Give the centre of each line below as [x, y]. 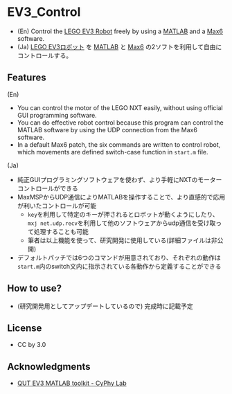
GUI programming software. [57, 115]
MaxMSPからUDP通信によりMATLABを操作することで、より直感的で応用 [121, 197]
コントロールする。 [45, 55]
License [25, 328]
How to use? [35, 288]
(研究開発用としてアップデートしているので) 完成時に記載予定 [105, 306]
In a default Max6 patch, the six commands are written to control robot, [119, 144]
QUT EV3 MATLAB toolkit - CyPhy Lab [72, 383]
